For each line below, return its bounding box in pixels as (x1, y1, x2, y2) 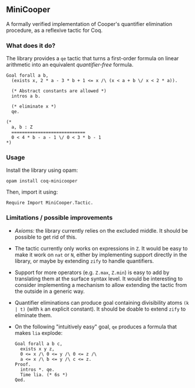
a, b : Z (11, 124, 33, 131)
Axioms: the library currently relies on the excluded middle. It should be (14, 227, 189, 234)
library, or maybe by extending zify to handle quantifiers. (14, 257, 154, 265)
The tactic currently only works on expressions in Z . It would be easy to (14, 244, 188, 252)
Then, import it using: (6, 188, 58, 195)
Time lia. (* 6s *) (20, 371, 68, 377)
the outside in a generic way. (14, 288, 85, 295)
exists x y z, (20, 345, 55, 352)
